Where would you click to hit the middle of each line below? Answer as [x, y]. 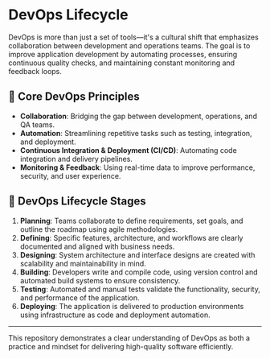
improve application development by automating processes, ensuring [123, 54]
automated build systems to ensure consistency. [100, 280]
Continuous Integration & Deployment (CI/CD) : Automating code [128, 150]
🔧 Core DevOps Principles [74, 97]
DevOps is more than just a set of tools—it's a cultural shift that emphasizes [133, 37]
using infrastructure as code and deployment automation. [115, 315]
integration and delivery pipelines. [76, 159]
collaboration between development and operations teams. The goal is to [129, 45]
